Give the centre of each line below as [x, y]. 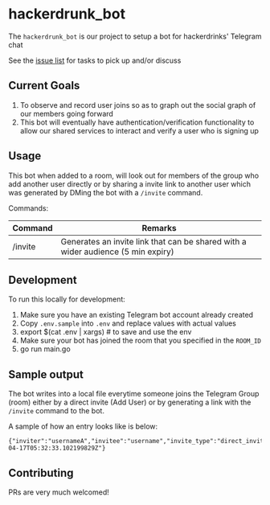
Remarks [159, 228]
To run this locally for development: [67, 299]
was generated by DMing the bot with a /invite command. [106, 192]
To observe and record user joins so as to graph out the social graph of [138, 105]
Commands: [29, 208]
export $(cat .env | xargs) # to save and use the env [106, 332]
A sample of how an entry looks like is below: [83, 426]
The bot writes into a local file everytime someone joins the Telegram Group [134, 394]
